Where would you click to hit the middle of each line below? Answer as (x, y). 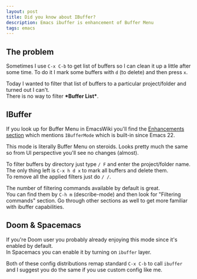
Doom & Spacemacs (44, 225)
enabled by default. (30, 245)
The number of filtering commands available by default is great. (83, 188)
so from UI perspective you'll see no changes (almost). (73, 152)
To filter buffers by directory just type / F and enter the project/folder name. (98, 164)
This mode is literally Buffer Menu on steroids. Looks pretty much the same (97, 146)
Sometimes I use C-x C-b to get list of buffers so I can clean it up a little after (98, 66)
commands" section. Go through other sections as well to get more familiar (97, 200)
